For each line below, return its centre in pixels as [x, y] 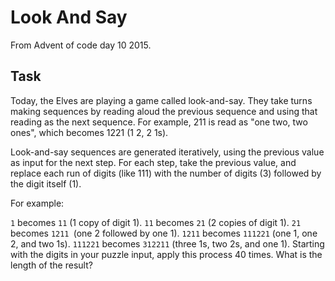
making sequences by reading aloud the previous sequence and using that [164, 111]
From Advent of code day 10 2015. [81, 45]
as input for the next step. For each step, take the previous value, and [153, 162]
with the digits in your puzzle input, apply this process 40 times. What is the [166, 254]
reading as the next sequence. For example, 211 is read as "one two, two [159, 122]
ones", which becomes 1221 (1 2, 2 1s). [89, 132]
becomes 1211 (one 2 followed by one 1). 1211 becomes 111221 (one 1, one [164, 233]
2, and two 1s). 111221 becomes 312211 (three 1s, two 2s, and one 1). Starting [167, 243]
